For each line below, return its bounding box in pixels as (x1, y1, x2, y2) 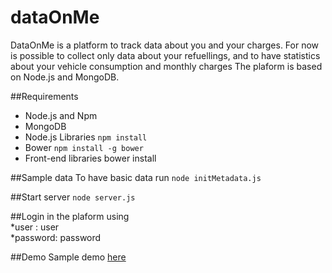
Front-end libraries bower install (24, 152, 157, 164)
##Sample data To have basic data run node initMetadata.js (10, 171, 262, 183)
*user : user (10, 221, 60, 233)
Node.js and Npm (24, 109, 98, 121)
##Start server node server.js (10, 191, 136, 203)
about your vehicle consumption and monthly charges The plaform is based (10, 60, 323, 72)
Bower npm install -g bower (24, 141, 144, 153)
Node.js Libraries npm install (24, 131, 148, 143)
